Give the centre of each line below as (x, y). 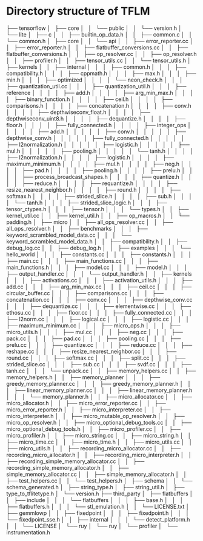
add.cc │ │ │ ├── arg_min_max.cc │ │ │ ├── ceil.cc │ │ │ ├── (99, 287)
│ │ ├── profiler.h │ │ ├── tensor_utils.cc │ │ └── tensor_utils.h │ (98, 60)
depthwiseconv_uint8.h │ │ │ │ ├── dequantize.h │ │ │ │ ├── (96, 118)
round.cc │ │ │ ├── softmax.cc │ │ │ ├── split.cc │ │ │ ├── (96, 358)
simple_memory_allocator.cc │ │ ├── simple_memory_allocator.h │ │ (97, 474)
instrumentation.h (28, 532)
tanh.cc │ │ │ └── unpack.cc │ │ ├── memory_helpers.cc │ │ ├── (101, 371)
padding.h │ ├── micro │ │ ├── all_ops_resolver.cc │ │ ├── (90, 222)
